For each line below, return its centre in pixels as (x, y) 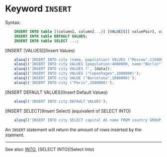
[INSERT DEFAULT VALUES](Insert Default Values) (57, 92)
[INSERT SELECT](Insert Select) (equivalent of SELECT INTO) (68, 111)
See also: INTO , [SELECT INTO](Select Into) (50, 149)
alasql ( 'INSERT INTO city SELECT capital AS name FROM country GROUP (88, 120)
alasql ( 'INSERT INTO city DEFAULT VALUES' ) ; (61, 101)
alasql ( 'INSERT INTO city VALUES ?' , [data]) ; (63, 69)
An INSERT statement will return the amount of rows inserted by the (73, 130)
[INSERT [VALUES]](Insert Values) (40, 50)
